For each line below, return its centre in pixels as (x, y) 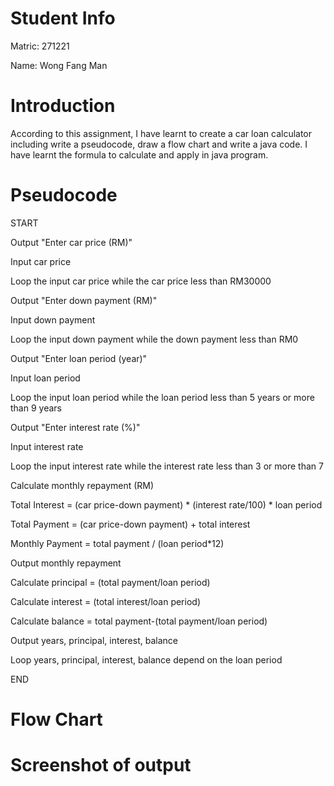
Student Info (63, 18)
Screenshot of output (101, 765)
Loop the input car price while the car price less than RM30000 (141, 281)
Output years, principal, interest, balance (94, 640)
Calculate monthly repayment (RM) (82, 485)
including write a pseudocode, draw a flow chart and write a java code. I (159, 144)
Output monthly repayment (66, 563)
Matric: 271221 (40, 46)
